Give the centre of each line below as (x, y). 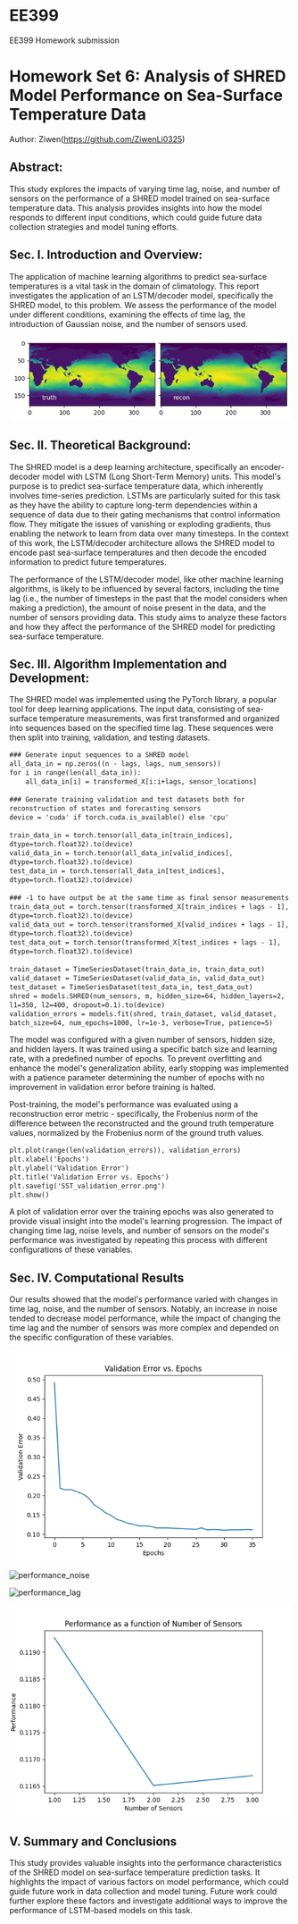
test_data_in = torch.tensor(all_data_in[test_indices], (117, 871)
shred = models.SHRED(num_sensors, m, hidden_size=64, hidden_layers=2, (147, 996)
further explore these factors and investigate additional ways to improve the (149, 1901)
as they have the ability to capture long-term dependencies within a (134, 505)
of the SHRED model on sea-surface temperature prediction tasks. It (135, 1872)
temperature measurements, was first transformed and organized (160, 718)
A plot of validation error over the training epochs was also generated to (141, 1212)
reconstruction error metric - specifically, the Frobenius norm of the (134, 1114)
